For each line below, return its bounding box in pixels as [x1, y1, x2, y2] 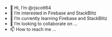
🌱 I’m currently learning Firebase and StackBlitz [9, 15, 108, 21]
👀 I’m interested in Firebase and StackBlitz [9, 10, 97, 16]
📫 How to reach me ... [9, 26, 56, 32]
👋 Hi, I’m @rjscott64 [9, 5, 51, 10]
